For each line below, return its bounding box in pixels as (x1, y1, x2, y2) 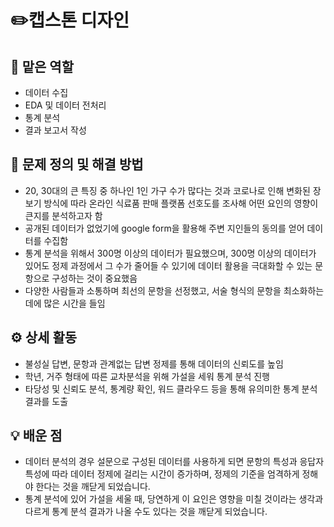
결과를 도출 (24, 395, 69, 407)
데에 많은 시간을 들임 (24, 297, 106, 309)
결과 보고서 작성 (24, 124, 87, 136)
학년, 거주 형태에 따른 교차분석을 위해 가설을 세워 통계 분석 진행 (24, 370, 270, 382)
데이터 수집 (24, 87, 69, 98)
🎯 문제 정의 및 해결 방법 (10, 156, 144, 173)
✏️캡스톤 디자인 (10, 9, 130, 32)
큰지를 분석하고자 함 (24, 209, 103, 221)
